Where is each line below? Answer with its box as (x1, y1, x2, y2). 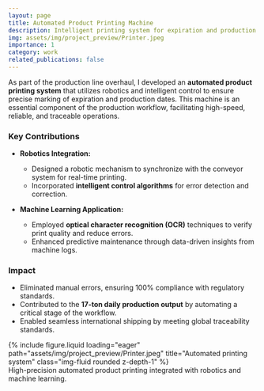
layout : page (8, 11, 51, 20)
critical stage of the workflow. (19, 308, 117, 317)
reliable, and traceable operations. (8, 111, 120, 120)
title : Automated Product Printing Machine (8, 19, 154, 27)
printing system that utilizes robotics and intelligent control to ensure (8, 85, 235, 95)
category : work (8, 48, 58, 56)
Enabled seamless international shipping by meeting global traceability (19, 317, 251, 326)
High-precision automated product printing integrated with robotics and (8, 366, 241, 375)
